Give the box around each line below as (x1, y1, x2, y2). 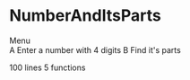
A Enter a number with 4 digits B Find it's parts (9, 44, 181, 55)
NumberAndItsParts (9, 5, 161, 26)
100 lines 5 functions (9, 62, 86, 73)
